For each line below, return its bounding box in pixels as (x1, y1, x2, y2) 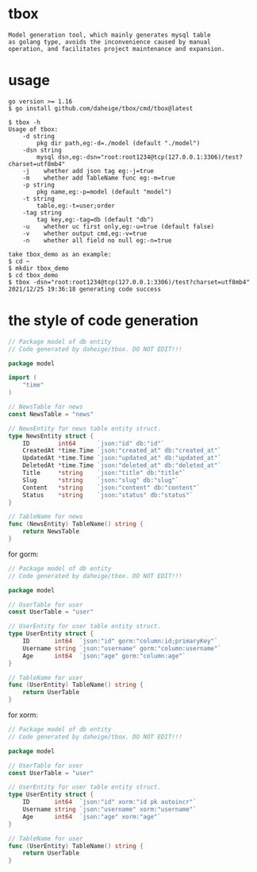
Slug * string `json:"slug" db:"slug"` (22, 476, 179, 484)
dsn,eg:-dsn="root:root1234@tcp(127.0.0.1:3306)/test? (58, 152, 244, 161)
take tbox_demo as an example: (8, 250, 112, 258)
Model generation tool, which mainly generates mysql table (8, 31, 212, 39)
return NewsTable (22, 527, 80, 536)
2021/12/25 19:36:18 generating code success (8, 285, 161, 293)
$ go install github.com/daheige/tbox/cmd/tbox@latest (8, 104, 194, 112)
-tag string (22, 208, 62, 217)
